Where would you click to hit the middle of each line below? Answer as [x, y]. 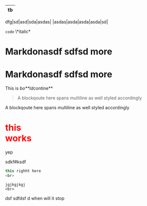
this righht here [23, 171]
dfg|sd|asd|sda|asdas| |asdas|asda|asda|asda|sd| [57, 22]
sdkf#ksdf [16, 162]
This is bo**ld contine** [29, 88]
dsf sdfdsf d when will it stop [35, 198]
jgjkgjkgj [15, 185]
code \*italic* [18, 31]
